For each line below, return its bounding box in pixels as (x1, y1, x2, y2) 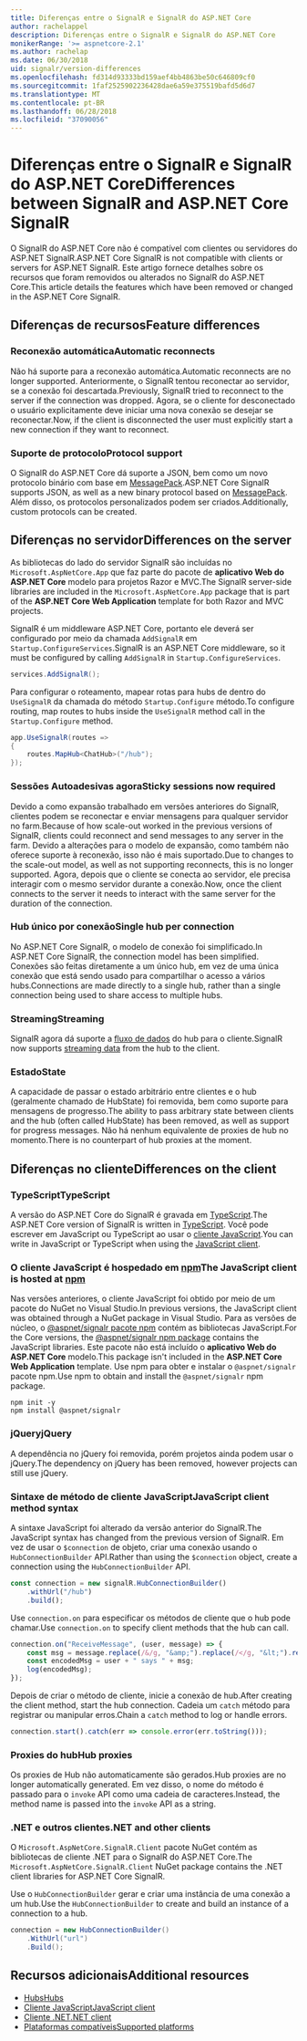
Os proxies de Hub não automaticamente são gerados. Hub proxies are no (10, 1769, 286, 1780)
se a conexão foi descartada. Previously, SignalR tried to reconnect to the (10, 385, 284, 396)
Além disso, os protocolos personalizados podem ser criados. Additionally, (10, 496, 289, 507)
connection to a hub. (10, 1908, 88, 1919)
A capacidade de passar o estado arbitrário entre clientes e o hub (10, 1087, 258, 1098)
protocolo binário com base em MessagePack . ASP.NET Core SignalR (10, 477, 270, 488)
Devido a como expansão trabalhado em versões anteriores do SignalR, (10, 800, 280, 812)
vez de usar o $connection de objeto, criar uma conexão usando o (10, 1542, 258, 1552)
